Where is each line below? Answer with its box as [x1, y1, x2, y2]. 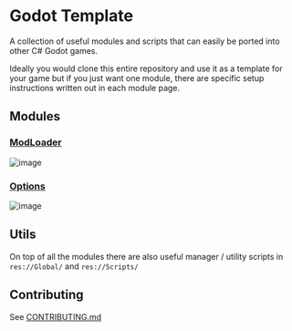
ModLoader [9, 136, 62, 149]
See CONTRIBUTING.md [9, 311, 102, 322]
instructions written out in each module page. [9, 82, 181, 93]
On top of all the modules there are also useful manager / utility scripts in [9, 251, 284, 262]
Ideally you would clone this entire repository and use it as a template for [9, 63, 283, 74]
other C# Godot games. [9, 45, 99, 56]
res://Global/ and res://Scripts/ [9, 261, 139, 272]
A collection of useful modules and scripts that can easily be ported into [9, 36, 280, 47]
